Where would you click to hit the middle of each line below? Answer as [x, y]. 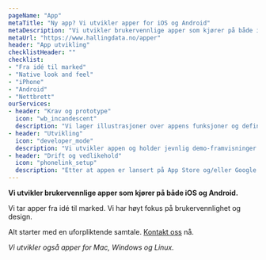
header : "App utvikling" [49, 45]
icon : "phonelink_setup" [56, 163]
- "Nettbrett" [32, 97]
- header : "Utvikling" [46, 133]
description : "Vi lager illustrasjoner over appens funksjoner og [127, 126]
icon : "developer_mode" [54, 141]
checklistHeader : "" [42, 52]
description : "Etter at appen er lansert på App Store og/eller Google [136, 170]
